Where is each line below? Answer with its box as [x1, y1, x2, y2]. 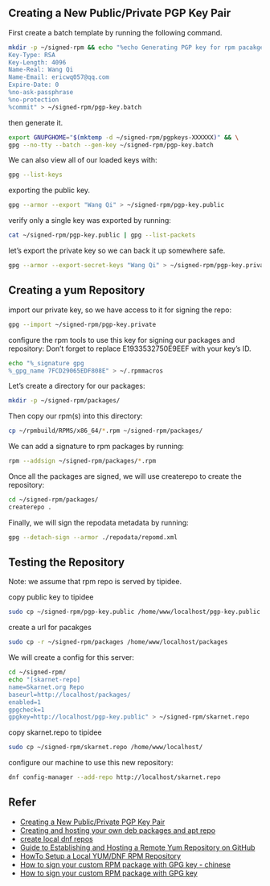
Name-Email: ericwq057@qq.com [8, 73, 110, 81]
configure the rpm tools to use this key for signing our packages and [8, 335, 235, 344]
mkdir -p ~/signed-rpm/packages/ [8, 397, 121, 405]
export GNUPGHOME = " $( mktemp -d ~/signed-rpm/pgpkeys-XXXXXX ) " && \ [8, 133, 239, 142]
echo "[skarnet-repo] [8, 676, 81, 684]
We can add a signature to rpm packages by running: [8, 442, 185, 451]
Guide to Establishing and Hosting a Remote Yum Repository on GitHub [19, 843, 256, 852]
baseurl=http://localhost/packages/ [8, 690, 131, 698]
